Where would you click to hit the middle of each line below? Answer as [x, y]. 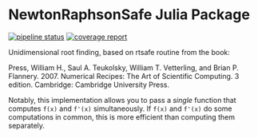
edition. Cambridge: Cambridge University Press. [89, 85]
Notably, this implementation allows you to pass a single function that [123, 100]
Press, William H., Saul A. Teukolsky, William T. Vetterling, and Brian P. [124, 67]
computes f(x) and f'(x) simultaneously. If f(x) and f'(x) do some [121, 108]
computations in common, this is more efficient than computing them [122, 116]
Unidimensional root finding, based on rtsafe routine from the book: [119, 52]
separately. [27, 125]
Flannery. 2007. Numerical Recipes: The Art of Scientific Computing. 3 [124, 76]
